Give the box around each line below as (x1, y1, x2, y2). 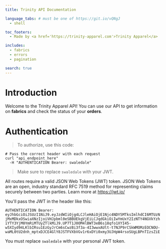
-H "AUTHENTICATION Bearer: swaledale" (9, 160, 92, 165)
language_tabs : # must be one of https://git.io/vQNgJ (5, 16, 121, 21)
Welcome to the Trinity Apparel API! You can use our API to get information (5, 103, 158, 109)
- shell (9, 21, 26, 26)
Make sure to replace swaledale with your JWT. (17, 169, 114, 175)
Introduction (5, 87, 57, 98)
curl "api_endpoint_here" (5, 156, 58, 161)
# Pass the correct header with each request (5, 151, 100, 157)
